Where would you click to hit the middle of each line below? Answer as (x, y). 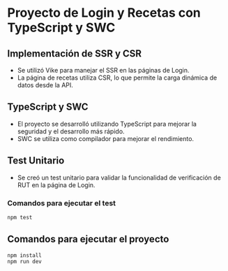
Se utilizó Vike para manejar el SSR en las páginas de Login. (103, 70)
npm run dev (24, 262)
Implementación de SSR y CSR (74, 53)
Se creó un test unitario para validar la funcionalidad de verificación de (119, 177)
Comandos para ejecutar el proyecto (88, 239)
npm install (24, 255)
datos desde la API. (45, 85)
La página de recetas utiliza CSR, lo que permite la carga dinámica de (117, 78)
